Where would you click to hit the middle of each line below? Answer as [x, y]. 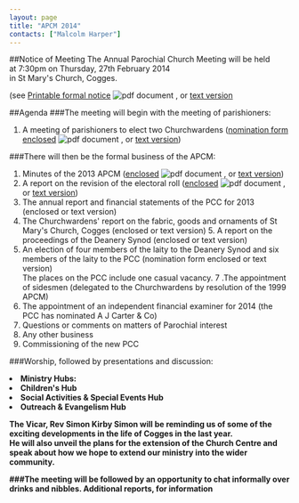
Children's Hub [49, 388]
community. [32, 462]
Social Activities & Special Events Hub [93, 398]
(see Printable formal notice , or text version [121, 95]
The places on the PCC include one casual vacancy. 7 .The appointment [154, 278]
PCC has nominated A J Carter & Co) [89, 316]
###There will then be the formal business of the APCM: [113, 157]
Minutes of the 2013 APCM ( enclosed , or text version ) [153, 174]
